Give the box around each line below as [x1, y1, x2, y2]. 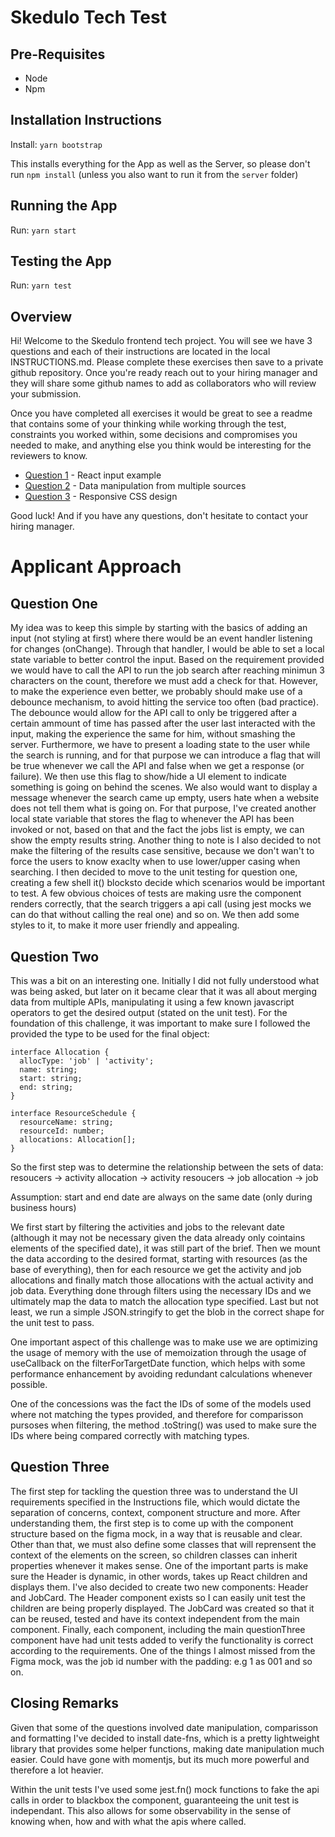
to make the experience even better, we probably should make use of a [10, 686, 303, 698]
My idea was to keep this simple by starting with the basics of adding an [10, 622, 308, 634]
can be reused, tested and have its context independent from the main [10, 1612, 300, 1625]
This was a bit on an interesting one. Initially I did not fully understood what [10, 975, 320, 987]
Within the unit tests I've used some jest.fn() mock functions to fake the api [10, 1783, 320, 1795]
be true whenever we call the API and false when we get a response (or [10, 760, 305, 772]
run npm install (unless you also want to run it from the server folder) [10, 168, 299, 180]
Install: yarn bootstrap [10, 138, 103, 150]
